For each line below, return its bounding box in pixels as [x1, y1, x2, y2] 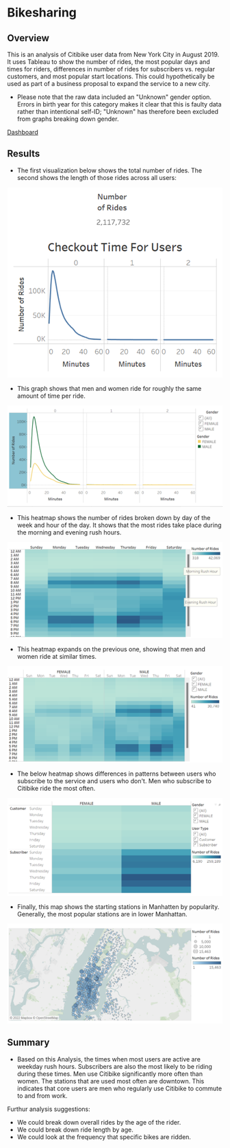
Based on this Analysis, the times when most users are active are [16, 1055, 201, 1063]
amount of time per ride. [16, 392, 86, 400]
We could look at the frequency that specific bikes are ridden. [16, 1132, 192, 1141]
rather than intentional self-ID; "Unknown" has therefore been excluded [16, 108, 219, 115]
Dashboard [7, 128, 39, 136]
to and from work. [16, 1091, 68, 1100]
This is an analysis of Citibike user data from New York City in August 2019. [7, 50, 220, 58]
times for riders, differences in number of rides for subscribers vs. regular [7, 65, 216, 73]
